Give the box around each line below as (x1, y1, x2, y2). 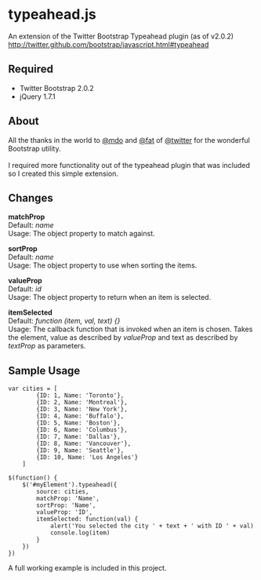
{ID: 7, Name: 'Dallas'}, (36, 433, 121, 441)
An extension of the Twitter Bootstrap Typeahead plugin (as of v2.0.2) (8, 31, 234, 41)
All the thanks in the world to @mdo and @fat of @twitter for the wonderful (8, 135, 251, 144)
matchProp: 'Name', (36, 494, 100, 503)
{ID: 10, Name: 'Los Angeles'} (36, 454, 139, 461)
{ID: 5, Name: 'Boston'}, (36, 419, 121, 427)
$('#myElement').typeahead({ (22, 481, 118, 489)
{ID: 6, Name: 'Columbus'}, (36, 426, 128, 434)
